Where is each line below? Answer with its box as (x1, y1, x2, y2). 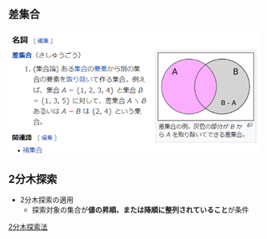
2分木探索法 (8, 222, 48, 232)
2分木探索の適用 (19, 195, 74, 205)
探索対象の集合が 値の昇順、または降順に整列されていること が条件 (31, 205, 249, 215)
